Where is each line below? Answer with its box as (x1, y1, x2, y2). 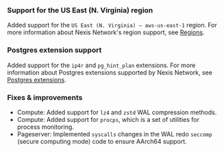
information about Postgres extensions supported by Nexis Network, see (7, 68, 212, 77)
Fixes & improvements (7, 92, 83, 102)
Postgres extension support (7, 45, 102, 55)
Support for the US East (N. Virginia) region (7, 5, 153, 15)
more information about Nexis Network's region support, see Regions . (7, 28, 205, 36)
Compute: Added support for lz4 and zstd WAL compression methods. (16, 108, 217, 116)
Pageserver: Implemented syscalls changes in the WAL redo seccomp (16, 129, 212, 138)
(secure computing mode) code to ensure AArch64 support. (16, 137, 187, 145)
